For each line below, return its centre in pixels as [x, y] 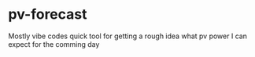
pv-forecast [48, 14]
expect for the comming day [54, 44]
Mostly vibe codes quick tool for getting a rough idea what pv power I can [128, 36]
